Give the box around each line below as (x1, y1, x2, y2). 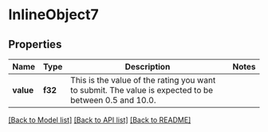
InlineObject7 (8, 6, 100, 24)
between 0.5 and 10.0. (70, 94, 156, 106)
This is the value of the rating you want (70, 74, 216, 86)
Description (124, 62, 171, 72)
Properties (8, 38, 62, 51)
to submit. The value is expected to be (70, 85, 214, 95)
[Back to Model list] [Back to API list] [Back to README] (8, 115, 191, 125)
